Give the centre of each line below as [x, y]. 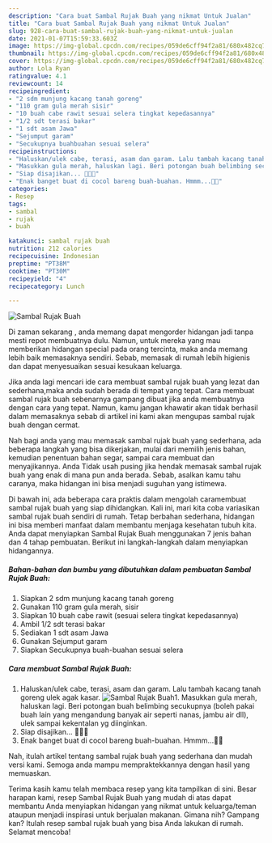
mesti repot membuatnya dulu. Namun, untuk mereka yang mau [115, 341]
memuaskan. [30, 773]
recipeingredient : [39, 91]
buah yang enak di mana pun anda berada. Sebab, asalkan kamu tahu [125, 475]
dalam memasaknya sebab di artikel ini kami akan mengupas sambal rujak [132, 417]
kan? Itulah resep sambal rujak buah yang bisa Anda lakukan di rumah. [126, 824]
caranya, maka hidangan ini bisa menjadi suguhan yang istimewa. [118, 484]
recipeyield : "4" [38, 279]
